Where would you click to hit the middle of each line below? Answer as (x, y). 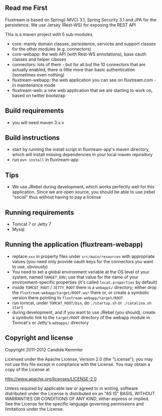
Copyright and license (39, 338)
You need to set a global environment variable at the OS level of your (81, 271)
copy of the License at (27, 369)
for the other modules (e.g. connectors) (51, 49)
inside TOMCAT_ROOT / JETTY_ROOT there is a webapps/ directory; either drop (84, 287)
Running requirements (40, 212)
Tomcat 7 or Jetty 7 (32, 224)
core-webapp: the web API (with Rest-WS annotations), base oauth (79, 54)
